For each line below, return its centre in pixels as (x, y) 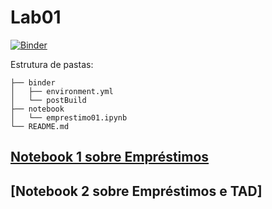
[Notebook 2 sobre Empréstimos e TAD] (136, 191)
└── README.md (40, 126)
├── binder (33, 82)
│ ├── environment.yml (62, 91)
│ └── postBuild (48, 100)
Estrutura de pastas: (52, 64)
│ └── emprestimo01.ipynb (69, 117)
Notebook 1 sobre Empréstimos (110, 157)
